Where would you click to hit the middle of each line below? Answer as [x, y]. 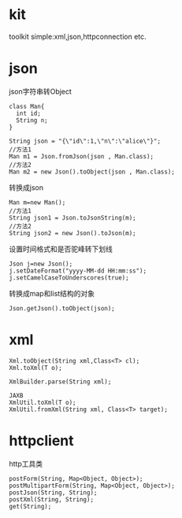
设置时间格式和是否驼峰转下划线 [61, 249]
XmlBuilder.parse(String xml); [60, 382]
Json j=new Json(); [41, 264]
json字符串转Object [40, 91]
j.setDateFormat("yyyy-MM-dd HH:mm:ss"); [78, 271]
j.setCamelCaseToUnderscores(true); [69, 278]
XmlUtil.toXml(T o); [43, 402]
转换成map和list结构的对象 [52, 293]
